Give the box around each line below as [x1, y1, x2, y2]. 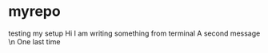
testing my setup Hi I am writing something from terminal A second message [8, 28, 261, 38]
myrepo [8, 2, 62, 21]
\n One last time [8, 36, 61, 46]
